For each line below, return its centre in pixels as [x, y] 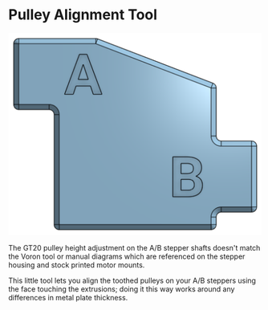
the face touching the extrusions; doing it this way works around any [122, 289]
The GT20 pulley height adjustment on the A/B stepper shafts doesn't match [134, 247]
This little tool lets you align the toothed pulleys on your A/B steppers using [132, 280]
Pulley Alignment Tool [83, 15]
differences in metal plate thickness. [68, 297]
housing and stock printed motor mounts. [77, 265]
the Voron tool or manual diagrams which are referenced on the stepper [127, 256]
